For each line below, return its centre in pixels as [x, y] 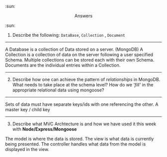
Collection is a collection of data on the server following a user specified [79, 55]
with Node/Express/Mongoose [44, 129]
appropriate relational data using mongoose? [58, 90]
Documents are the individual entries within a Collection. [63, 65]
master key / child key [28, 110]
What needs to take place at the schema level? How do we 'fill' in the [83, 85]
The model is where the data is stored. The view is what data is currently [80, 139]
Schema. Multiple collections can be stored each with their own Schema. [80, 60]
